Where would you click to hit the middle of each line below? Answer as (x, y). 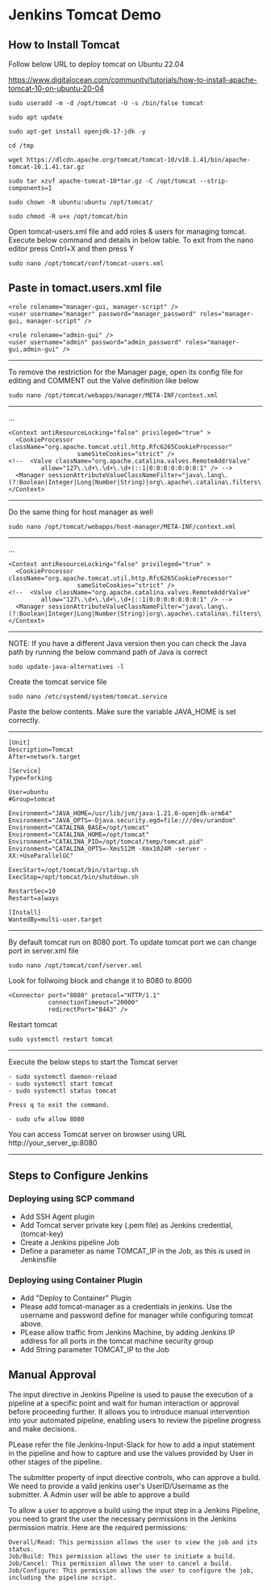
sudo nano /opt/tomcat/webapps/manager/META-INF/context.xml (113, 395)
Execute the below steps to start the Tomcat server (94, 1062)
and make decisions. (43, 1428)
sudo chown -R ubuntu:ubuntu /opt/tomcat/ (81, 202)
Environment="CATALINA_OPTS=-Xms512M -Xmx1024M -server (104, 848)
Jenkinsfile (38, 1259)
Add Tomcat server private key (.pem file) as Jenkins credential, (127, 1225)
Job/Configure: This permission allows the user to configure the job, (131, 1571)
